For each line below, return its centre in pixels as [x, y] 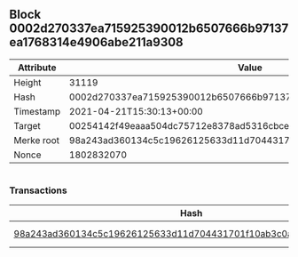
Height [27, 82]
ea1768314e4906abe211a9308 [96, 42]
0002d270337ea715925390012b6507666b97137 [149, 29]
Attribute [37, 68]
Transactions [39, 190]
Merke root [37, 140]
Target [27, 125]
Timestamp [37, 111]
